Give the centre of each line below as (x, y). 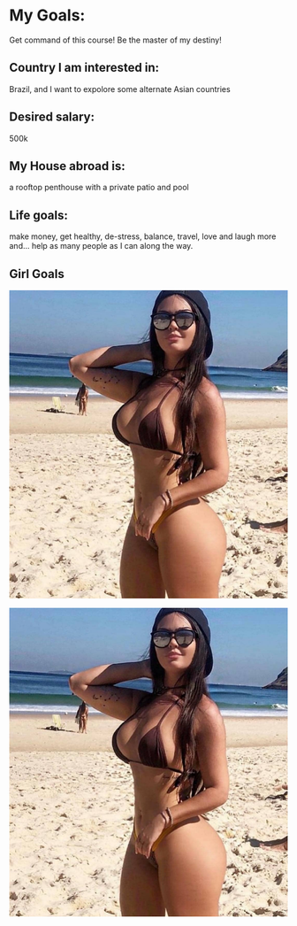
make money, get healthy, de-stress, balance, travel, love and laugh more (143, 236)
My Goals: (47, 15)
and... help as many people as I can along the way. (101, 246)
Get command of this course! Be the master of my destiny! (116, 40)
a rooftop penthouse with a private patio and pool (99, 188)
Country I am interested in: (84, 68)
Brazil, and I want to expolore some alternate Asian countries (120, 89)
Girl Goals (37, 274)
